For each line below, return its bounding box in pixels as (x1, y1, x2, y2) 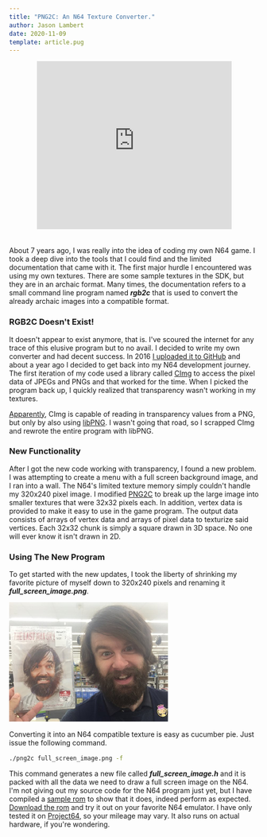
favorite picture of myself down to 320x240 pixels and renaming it (9, 578, 226, 588)
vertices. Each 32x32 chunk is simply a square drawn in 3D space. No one (9, 523, 253, 532)
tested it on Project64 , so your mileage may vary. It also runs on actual (9, 812, 240, 821)
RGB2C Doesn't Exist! (9, 317, 95, 328)
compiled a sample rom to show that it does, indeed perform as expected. (9, 794, 251, 804)
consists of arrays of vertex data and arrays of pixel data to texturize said (9, 514, 249, 524)
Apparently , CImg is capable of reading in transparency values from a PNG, (9, 409, 256, 418)
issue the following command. (9, 738, 107, 748)
